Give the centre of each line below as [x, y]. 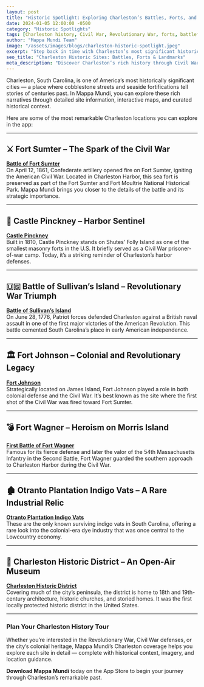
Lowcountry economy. [34, 537]
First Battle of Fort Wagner [40, 445]
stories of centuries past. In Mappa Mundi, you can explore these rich [93, 93]
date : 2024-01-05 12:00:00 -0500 [49, 23]
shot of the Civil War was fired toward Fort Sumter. [70, 402]
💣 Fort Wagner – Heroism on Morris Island [87, 427]
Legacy [21, 368]
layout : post [23, 12]
